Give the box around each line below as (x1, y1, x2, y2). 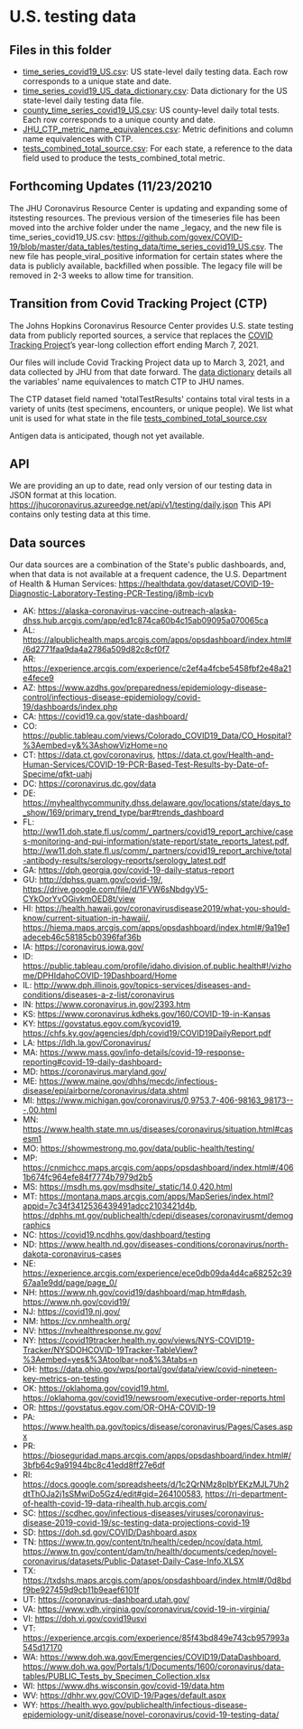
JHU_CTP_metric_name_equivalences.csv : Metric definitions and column (22, 124, 294, 135)
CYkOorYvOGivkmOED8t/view (22, 893, 136, 904)
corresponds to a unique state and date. (22, 76, 172, 87)
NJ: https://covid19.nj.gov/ (22, 1306, 121, 1317)
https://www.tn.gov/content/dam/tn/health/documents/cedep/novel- (22, 1547, 278, 1557)
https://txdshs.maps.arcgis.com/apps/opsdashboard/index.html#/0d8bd (22, 1575, 291, 1586)
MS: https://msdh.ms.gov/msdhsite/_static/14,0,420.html (22, 1182, 233, 1192)
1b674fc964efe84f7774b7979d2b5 (22, 1172, 153, 1182)
